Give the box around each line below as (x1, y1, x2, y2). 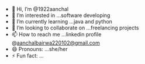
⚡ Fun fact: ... (11, 52, 44, 59)
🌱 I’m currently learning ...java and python (11, 18, 113, 25)
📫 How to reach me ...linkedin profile (11, 31, 102, 38)
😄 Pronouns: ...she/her (11, 46, 68, 52)
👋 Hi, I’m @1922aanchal (11, 6, 69, 12)
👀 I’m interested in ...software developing (11, 12, 111, 19)
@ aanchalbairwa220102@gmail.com (11, 39, 101, 46)
